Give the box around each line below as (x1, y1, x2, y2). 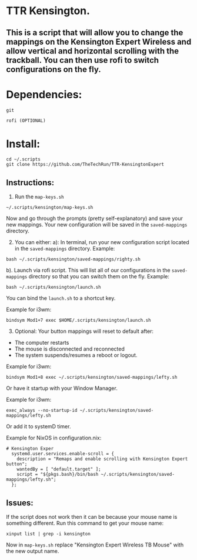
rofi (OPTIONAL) (6, 118, 46, 124)
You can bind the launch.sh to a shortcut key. (6, 295, 116, 302)
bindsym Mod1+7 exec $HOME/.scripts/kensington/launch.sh (6, 318, 151, 324)
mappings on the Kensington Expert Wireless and (6, 36, 192, 46)
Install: (6, 137, 41, 151)
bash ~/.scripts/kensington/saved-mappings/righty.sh (6, 256, 141, 262)
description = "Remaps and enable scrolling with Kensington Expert (16, 456, 188, 462)
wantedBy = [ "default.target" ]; (16, 466, 101, 472)
